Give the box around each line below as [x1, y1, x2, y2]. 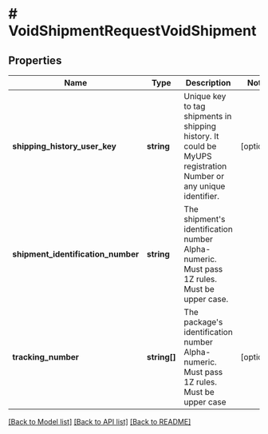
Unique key [183, 91, 227, 102]
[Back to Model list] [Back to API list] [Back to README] [8, 417, 191, 426]
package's [183, 317, 223, 328]
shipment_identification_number [12, 249, 140, 260]
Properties [8, 54, 62, 67]
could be [183, 141, 217, 152]
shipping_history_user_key [12, 141, 117, 152]
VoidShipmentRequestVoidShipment [8, 22, 257, 40]
